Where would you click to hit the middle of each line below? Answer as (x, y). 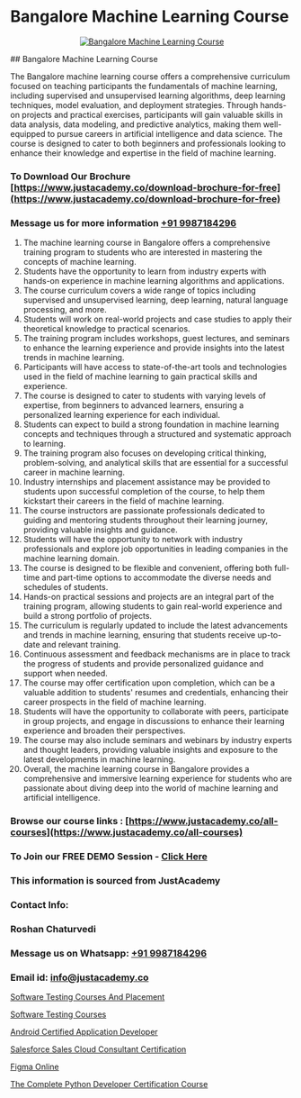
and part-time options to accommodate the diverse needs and (157, 577)
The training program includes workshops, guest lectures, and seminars (156, 339)
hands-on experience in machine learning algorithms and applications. (154, 281)
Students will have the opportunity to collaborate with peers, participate (156, 712)
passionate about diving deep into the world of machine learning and (150, 788)
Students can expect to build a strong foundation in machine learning (151, 424)
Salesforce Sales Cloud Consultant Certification (98, 1049)
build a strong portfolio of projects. (87, 616)
